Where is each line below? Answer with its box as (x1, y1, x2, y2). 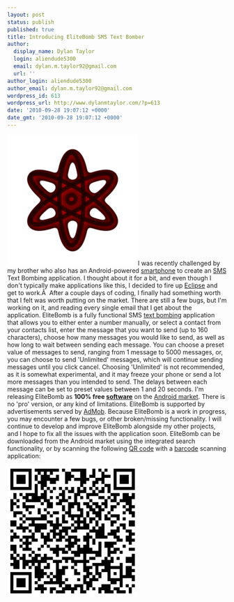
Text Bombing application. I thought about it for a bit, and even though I (7, 273, 212, 282)
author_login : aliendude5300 (7, 77, 92, 84)
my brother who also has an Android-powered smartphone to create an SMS (7, 266, 227, 275)
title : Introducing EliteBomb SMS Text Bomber (7, 33, 145, 40)
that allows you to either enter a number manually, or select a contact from (7, 318, 221, 326)
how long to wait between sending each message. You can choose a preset (7, 340, 224, 349)
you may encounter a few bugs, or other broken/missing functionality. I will (7, 414, 221, 423)
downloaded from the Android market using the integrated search (7, 437, 196, 445)
